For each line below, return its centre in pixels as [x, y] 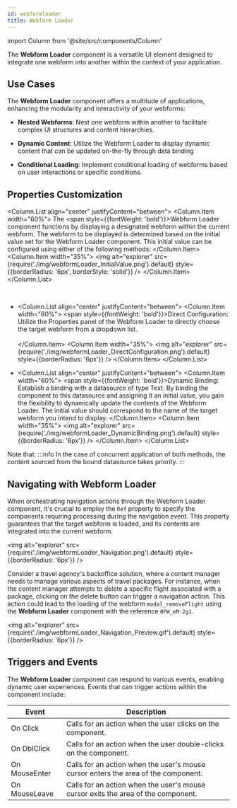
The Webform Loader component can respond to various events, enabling [116, 679]
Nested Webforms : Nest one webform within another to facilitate [112, 122]
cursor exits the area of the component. [132, 793]
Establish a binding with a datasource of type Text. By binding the [113, 388]
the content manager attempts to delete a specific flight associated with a [114, 589]
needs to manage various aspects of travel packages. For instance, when [114, 581]
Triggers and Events [53, 662]
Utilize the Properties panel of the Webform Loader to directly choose [119, 322]
